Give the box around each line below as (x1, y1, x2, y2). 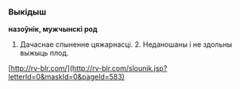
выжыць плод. (19, 48, 69, 58)
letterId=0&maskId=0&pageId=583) (8, 72, 125, 82)
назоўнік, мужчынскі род (8, 25, 98, 34)
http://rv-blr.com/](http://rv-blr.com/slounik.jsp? (10, 64, 168, 73)
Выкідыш (8, 6, 47, 17)
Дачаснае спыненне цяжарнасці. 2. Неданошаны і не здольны (19, 40, 233, 49)
